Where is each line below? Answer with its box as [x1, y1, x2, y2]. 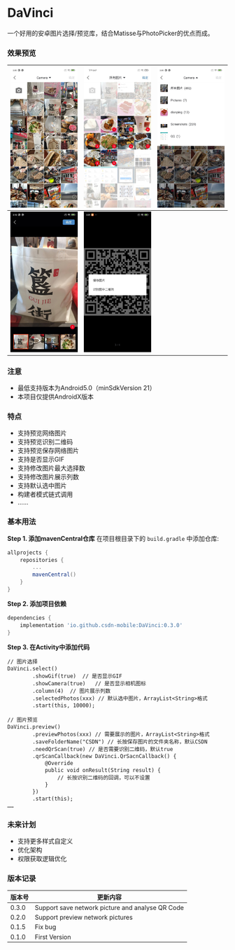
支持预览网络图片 [17, 429, 67, 437]
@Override [44, 759, 73, 766]
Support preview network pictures [34, 913, 133, 922]
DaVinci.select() [7, 665, 58, 672]
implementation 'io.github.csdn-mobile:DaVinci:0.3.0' [20, 621, 183, 628]
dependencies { [7, 614, 52, 621]
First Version [34, 932, 71, 941]
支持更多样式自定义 [17, 837, 73, 845]
